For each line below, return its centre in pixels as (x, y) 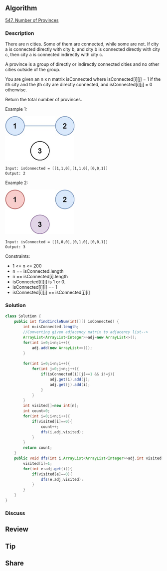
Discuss (15, 513)
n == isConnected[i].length (40, 277)
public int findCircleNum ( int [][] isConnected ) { (67, 322)
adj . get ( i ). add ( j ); (70, 379)
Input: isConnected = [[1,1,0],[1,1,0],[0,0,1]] (57, 169)
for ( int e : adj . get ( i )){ (48, 469)
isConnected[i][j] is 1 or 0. (39, 282)
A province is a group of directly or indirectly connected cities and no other (82, 64)
